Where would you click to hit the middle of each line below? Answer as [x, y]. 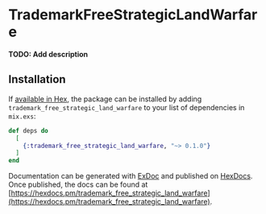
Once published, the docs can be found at [78, 185]
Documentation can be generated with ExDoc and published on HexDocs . [131, 176]
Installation [37, 79]
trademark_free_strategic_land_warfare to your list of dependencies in [127, 107]
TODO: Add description [48, 54]
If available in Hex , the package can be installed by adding [105, 99]
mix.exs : [22, 116]
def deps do [28, 130]
